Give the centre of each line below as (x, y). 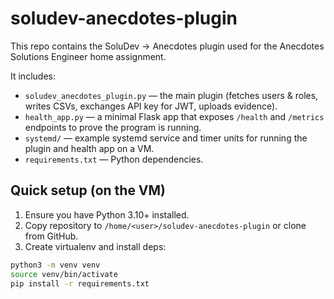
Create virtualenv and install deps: (95, 246)
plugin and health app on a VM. (89, 148)
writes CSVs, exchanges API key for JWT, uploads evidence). (151, 106)
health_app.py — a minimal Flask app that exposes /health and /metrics (174, 116)
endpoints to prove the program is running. (113, 127)
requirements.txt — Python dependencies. (114, 159)
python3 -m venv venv (55, 265)
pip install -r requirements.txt (80, 283)
